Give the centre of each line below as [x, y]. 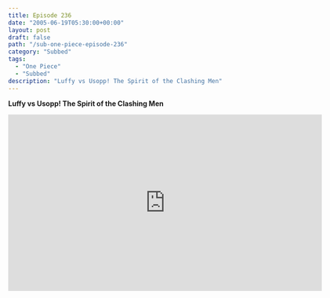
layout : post [29, 30]
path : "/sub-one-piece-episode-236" [68, 45]
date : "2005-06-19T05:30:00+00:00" [66, 23]
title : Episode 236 [40, 15]
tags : [17, 60]
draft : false [29, 37]
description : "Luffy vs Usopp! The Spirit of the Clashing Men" [115, 81]
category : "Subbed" [40, 52]
